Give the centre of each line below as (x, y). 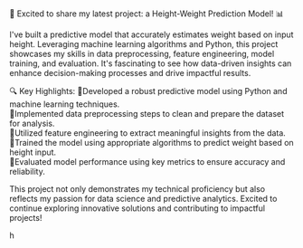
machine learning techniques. (65, 104)
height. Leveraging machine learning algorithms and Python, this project (144, 44)
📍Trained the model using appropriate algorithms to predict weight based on (151, 143)
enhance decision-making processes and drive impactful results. (130, 73)
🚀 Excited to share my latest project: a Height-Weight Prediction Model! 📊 (147, 14)
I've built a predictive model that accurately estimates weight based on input (151, 34)
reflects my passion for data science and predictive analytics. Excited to (143, 199)
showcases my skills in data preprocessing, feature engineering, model (142, 54)
